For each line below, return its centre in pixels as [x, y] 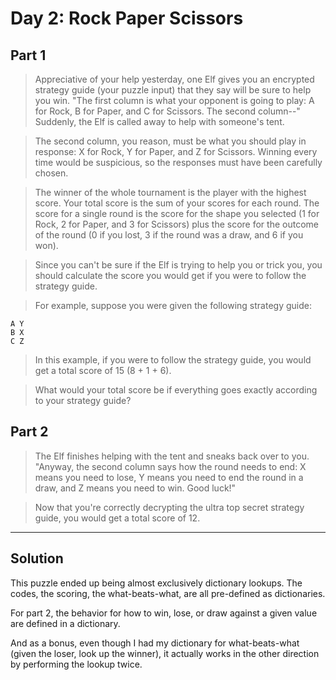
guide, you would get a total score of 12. [117, 518]
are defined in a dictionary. [65, 623]
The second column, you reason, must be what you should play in [170, 141]
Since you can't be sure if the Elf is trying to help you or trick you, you [178, 265]
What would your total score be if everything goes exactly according [176, 390]
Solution [37, 558]
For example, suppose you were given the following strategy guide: [173, 305]
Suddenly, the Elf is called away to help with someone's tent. [159, 121]
